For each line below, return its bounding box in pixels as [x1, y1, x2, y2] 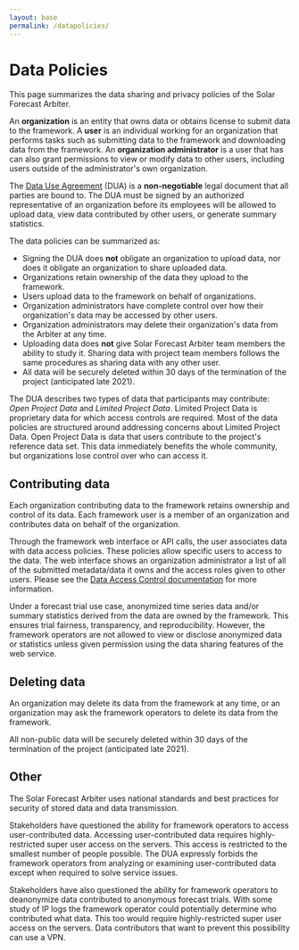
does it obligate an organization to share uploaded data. [21, 262, 228, 273]
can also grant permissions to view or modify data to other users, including [9, 153, 286, 165]
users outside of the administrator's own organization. [9, 163, 208, 174]
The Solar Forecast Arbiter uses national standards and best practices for [9, 793, 279, 804]
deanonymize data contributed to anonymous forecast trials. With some [9, 894, 273, 905]
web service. [9, 648, 57, 659]
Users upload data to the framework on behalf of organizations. [21, 291, 257, 302]
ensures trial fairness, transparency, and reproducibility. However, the [9, 620, 266, 631]
